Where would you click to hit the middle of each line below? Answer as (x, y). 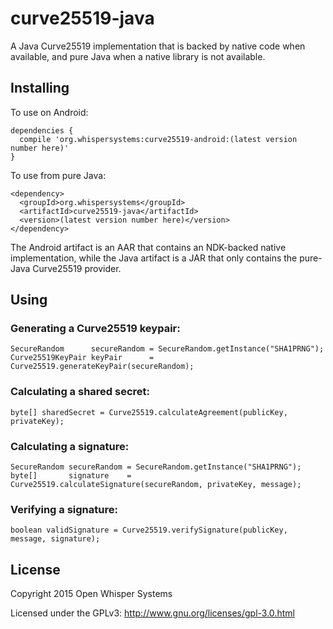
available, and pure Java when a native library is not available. (138, 56)
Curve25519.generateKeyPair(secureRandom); (102, 367)
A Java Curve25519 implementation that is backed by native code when (158, 46)
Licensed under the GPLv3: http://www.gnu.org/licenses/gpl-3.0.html (152, 613)
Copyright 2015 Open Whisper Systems (91, 594)
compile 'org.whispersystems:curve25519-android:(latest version (158, 139)
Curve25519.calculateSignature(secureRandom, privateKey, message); (156, 485)
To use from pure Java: (58, 175)
